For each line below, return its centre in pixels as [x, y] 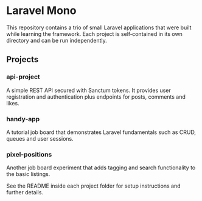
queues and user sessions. [40, 138]
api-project [23, 77]
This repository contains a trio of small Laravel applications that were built [99, 27]
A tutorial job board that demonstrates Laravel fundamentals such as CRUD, [101, 132]
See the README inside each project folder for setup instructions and [93, 186]
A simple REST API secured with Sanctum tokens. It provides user [89, 90]
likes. [13, 103]
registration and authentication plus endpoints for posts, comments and [96, 97]
